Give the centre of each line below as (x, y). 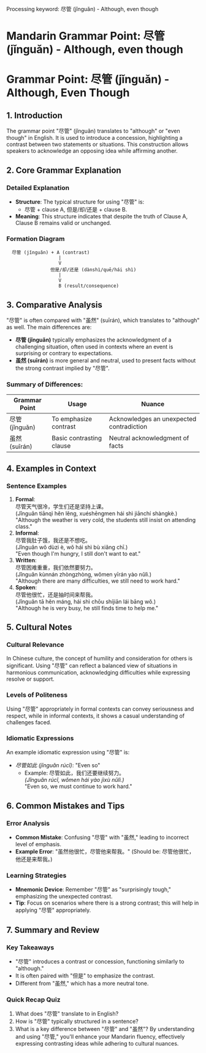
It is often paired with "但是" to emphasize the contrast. (85, 975)
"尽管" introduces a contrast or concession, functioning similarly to (100, 961)
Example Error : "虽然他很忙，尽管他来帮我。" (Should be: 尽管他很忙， (105, 851)
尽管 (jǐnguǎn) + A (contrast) (51, 253)
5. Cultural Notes (39, 627)
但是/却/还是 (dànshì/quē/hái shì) (93, 270)
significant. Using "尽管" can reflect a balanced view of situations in (92, 665)
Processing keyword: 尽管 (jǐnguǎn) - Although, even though (82, 9)
